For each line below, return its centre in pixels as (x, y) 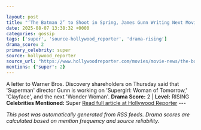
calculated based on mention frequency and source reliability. (83, 120)
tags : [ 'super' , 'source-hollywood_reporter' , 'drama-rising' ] (87, 39)
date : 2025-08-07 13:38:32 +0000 (48, 28)
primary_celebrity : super (38, 50)
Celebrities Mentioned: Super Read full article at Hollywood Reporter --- (96, 103)
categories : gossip (31, 33)
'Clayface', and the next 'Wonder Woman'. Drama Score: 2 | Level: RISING (98, 97)
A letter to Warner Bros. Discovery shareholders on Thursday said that (93, 83)
